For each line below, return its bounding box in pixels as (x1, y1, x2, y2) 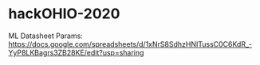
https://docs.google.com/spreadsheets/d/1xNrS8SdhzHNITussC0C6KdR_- (8, 39, 253, 48)
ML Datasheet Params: (8, 31, 84, 40)
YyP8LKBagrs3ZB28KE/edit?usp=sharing (8, 48, 144, 57)
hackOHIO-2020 (8, 5, 120, 23)
